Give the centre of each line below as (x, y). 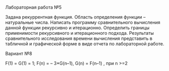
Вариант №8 (19, 53)
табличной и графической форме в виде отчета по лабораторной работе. (85, 44)
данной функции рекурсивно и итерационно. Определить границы (77, 28)
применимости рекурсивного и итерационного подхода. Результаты (80, 33)
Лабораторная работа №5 (33, 7)
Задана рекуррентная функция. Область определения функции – (75, 17)
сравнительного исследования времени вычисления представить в (79, 38)
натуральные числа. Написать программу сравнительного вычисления (83, 22)
